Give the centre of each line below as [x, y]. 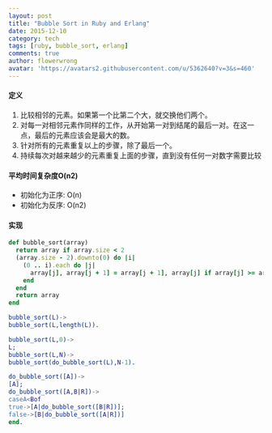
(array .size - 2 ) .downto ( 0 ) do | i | [76, 258]
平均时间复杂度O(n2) [43, 176]
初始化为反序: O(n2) [53, 205]
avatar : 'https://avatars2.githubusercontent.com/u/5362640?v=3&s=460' [132, 69]
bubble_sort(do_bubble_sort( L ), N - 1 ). [72, 362]
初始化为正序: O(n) [51, 195]
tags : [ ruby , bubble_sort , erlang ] [68, 46]
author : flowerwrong [43, 62]
